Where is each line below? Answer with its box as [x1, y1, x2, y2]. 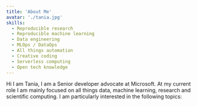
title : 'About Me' [6, 8, 52, 15]
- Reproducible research [11, 25, 73, 32]
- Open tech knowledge [11, 64, 68, 70]
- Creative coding [11, 53, 58, 59]
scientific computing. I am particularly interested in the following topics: [6, 93, 182, 100]
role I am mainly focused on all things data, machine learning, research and [6, 87, 191, 94]
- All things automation [11, 48, 73, 54]
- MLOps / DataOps [11, 42, 58, 48]
